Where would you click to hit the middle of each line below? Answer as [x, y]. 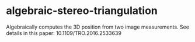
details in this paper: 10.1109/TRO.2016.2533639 [64, 33]
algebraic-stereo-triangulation [82, 11]
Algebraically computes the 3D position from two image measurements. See [98, 27]
